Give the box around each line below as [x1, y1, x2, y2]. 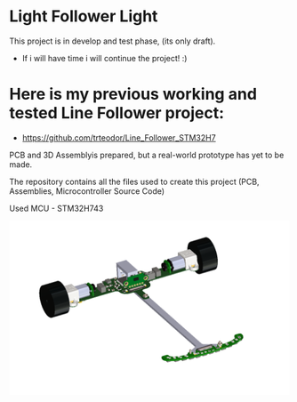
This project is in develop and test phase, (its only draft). [9, 36, 216, 46]
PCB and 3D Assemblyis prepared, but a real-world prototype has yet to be [9, 149, 285, 160]
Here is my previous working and [9, 84, 258, 104]
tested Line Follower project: [9, 103, 225, 124]
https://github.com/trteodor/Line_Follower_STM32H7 [21, 132, 216, 143]
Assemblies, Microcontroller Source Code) [9, 185, 165, 197]
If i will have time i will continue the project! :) [21, 52, 188, 63]
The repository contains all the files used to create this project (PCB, [9, 176, 260, 187]
